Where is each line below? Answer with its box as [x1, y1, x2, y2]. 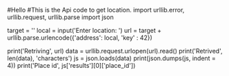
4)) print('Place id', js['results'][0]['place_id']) [7, 62, 136, 69]
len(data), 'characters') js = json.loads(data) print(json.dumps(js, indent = [7, 54, 216, 62]
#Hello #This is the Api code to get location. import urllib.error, [7, 6, 185, 14]
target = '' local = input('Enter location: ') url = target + [7, 27, 162, 34]
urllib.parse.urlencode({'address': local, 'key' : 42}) [7, 34, 153, 42]
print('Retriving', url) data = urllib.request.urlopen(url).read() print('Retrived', [7, 47, 223, 55]
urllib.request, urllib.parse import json [7, 13, 114, 21]
